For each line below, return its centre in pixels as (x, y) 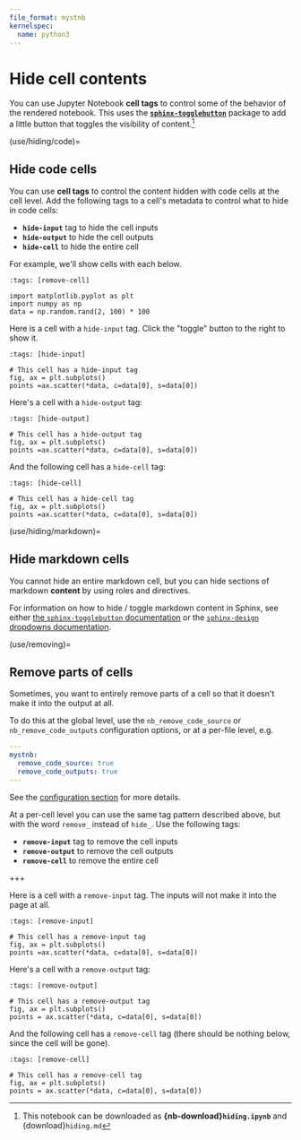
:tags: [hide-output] (50, 419)
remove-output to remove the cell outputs (98, 851)
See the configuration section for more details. (95, 797)
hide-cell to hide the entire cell (80, 246)
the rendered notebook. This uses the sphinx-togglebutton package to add (148, 113)
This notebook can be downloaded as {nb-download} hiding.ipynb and (155, 1116)
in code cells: (34, 210)
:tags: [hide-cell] (46, 483)
